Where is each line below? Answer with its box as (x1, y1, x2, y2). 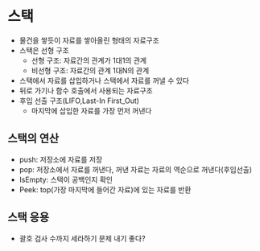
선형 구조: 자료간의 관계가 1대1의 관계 (31, 56, 147, 65)
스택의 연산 (7, 132, 60, 146)
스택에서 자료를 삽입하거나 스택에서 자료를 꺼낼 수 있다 (19, 76, 190, 85)
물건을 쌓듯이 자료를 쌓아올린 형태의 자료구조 (19, 35, 160, 45)
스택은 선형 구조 (19, 45, 69, 55)
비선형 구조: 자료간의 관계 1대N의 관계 (31, 65, 150, 75)
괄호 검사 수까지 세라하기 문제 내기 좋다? (19, 233, 146, 243)
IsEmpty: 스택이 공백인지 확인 (19, 175, 113, 184)
